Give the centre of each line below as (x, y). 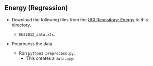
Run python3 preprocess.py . (47, 53)
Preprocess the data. (33, 44)
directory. (21, 25)
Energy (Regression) (36, 8)
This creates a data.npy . (50, 58)
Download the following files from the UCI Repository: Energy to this (80, 19)
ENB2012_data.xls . (37, 34)
